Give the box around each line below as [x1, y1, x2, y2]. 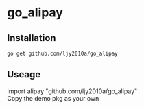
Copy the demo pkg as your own [7, 94, 99, 102]
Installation [7, 32, 56, 44]
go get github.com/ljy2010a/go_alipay [7, 50, 118, 57]
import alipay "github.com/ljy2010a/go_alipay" [7, 87, 138, 95]
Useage [7, 69, 41, 80]
